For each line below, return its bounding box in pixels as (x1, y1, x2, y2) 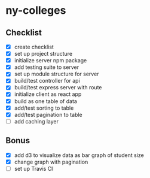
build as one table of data (14, 97, 77, 105)
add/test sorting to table (14, 104, 74, 111)
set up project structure (14, 50, 73, 58)
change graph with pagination (14, 158, 88, 165)
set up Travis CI (14, 165, 53, 172)
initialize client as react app (14, 90, 82, 98)
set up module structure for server (14, 70, 99, 78)
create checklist (14, 43, 54, 50)
